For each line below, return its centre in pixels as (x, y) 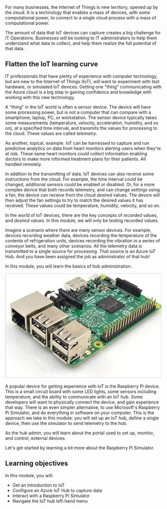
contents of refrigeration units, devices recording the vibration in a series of (83, 240)
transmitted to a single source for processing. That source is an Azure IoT (80, 251)
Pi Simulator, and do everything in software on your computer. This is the (80, 412)
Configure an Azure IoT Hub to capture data (57, 490)
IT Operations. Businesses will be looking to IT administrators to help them (81, 38)
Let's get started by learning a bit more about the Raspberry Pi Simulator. (80, 448)
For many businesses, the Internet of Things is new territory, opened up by (82, 7)
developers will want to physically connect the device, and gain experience (82, 402)
